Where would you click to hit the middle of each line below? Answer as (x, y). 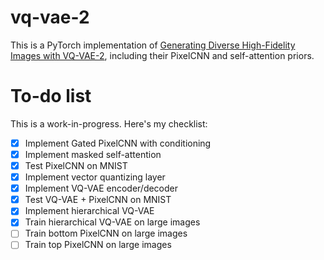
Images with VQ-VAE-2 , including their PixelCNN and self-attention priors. (162, 55)
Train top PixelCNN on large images (98, 245)
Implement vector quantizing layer (95, 177)
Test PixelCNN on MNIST (76, 165)
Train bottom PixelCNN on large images (106, 233)
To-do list (51, 96)
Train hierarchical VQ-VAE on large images (112, 222)
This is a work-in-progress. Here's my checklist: (109, 123)
